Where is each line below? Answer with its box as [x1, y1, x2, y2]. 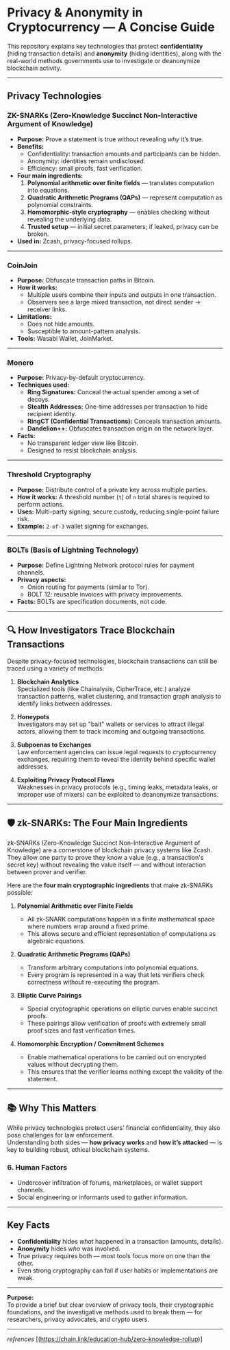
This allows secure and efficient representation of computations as [27, 930, 216, 938]
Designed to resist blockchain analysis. [27, 446, 138, 455]
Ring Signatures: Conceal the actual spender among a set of [27, 388, 200, 396]
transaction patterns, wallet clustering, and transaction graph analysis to [16, 692, 221, 700]
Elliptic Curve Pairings [16, 991, 82, 1000]
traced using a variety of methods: [7, 664, 105, 673]
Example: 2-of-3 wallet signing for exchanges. [16, 522, 149, 530]
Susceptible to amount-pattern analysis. [27, 327, 140, 335]
